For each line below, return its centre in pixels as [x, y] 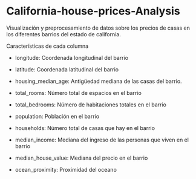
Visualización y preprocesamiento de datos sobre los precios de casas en [98, 28]
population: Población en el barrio [57, 116]
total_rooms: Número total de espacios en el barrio [78, 93]
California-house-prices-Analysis [93, 11]
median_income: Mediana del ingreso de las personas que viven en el [102, 140]
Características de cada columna [47, 46]
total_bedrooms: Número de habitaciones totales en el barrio [90, 105]
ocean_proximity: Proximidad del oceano [66, 169]
